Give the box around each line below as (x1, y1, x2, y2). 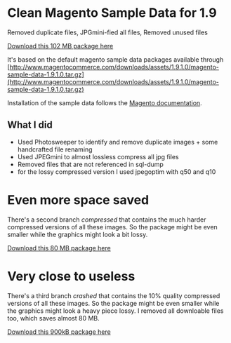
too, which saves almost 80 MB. (7, 314, 100, 322)
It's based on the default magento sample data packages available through (7, 55, 224, 64)
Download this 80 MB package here (7, 243, 111, 252)
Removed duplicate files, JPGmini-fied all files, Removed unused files (7, 28, 209, 36)
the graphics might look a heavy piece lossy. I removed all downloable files (7, 307, 224, 315)
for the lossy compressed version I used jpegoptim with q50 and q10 (17, 167, 216, 176)
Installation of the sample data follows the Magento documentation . (7, 98, 202, 107)
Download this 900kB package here (7, 328, 111, 336)
